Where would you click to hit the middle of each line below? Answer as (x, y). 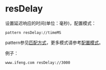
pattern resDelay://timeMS (33, 32)
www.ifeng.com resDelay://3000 (38, 62)
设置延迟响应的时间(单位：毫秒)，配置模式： (51, 23)
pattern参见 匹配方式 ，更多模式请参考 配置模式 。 (54, 42)
